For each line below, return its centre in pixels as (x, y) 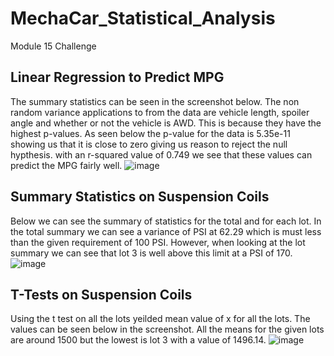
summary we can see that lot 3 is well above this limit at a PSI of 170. (151, 253)
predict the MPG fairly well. (66, 165)
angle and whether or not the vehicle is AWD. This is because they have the (166, 123)
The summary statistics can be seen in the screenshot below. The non (155, 101)
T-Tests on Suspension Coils (101, 294)
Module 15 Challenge (53, 46)
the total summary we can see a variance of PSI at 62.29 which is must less (166, 231)
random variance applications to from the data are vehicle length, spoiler (160, 112)
